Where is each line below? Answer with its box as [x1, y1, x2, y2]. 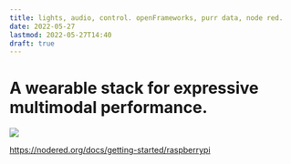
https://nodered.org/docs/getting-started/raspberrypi [9, 145, 212, 156]
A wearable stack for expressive [9, 78, 259, 98]
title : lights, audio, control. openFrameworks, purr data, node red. [9, 13, 284, 23]
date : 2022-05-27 [9, 22, 76, 31]
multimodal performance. [9, 97, 208, 118]
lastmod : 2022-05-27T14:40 [9, 30, 112, 39]
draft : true [9, 38, 55, 48]
